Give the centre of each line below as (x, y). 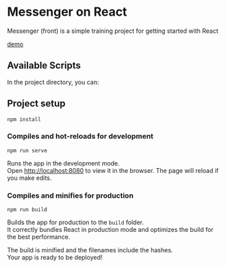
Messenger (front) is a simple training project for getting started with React (113, 31)
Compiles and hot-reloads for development (80, 136)
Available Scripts (44, 66)
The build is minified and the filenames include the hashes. (90, 250)
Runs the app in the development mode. (63, 163)
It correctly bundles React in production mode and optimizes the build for (110, 230)
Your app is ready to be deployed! (55, 258)
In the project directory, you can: (53, 82)
